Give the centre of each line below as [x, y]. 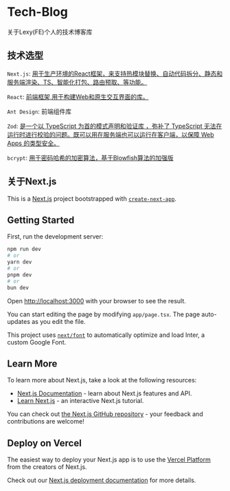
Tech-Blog [38, 12]
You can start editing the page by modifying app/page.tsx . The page [104, 314]
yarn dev [20, 262]
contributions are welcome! [46, 422]
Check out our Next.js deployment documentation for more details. [102, 480]
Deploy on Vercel [45, 443]
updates [19, 321]
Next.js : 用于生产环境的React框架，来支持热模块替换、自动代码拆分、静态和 [115, 74]
